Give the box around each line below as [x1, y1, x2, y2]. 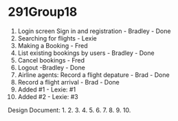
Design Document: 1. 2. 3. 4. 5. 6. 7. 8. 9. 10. [8, 106, 131, 114]
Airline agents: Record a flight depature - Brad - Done [17, 70, 170, 79]
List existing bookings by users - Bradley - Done [17, 49, 155, 57]
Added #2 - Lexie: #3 [17, 92, 78, 100]
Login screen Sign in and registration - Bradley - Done [17, 27, 171, 35]
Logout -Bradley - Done [17, 63, 85, 71]
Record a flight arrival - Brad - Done [17, 78, 120, 86]
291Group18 [8, 4, 78, 20]
